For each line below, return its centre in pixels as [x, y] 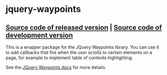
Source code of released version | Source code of [84, 28]
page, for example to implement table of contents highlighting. [69, 58]
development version [39, 35]
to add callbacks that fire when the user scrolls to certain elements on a [79, 52]
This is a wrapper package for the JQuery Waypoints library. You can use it [83, 47]
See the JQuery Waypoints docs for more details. [56, 67]
